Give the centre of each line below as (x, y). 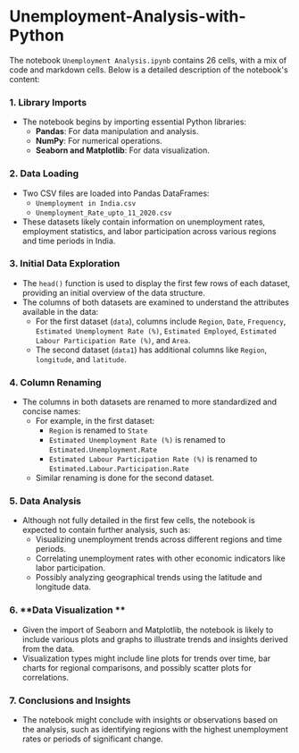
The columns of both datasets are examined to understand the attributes (156, 302)
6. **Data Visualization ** (67, 610)
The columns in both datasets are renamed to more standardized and (149, 402)
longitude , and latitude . (81, 359)
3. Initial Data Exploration (65, 264)
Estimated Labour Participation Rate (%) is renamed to (153, 459)
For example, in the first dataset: (95, 421)
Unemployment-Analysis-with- (128, 17)
